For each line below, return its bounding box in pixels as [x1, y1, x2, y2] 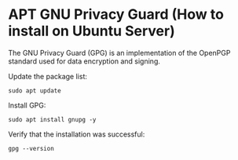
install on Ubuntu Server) [8, 22, 175, 40]
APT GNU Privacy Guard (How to [8, 5, 224, 24]
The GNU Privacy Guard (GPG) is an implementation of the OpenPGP [8, 48, 231, 57]
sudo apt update [8, 86, 61, 95]
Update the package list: [8, 71, 88, 81]
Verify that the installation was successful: [8, 129, 145, 139]
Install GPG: [8, 100, 46, 110]
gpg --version [8, 144, 55, 152]
